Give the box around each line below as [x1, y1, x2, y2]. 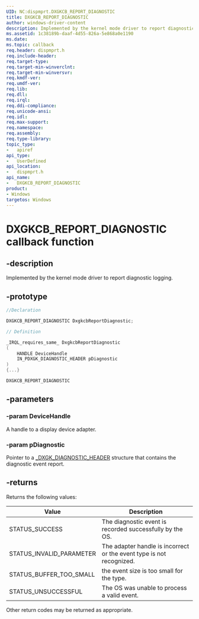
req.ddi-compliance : [6, 102, 57, 109]
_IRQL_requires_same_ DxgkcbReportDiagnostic [6, 340, 120, 345]
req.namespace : [6, 125, 44, 131]
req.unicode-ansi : [6, 108, 52, 114]
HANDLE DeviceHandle [17, 350, 68, 357]
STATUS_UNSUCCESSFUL [9, 587, 83, 595]
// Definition [6, 328, 41, 335]
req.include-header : [6, 53, 57, 59]
